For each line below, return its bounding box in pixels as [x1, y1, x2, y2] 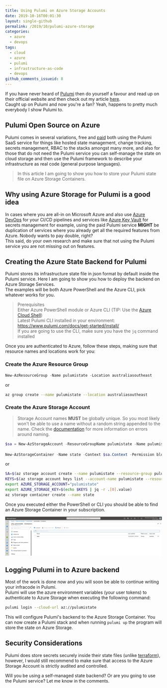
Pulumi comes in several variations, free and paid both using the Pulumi [5, 134, 152, 140]
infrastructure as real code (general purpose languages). [5, 161, 122, 167]
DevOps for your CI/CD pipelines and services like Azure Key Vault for [5, 217, 149, 223]
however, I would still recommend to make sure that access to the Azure [5, 658, 153, 664]
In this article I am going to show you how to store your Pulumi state [17, 170, 157, 177]
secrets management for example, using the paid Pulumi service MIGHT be [5, 222, 159, 228]
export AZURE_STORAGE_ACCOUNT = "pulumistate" [5, 482, 99, 487]
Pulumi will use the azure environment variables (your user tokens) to [5, 589, 147, 596]
